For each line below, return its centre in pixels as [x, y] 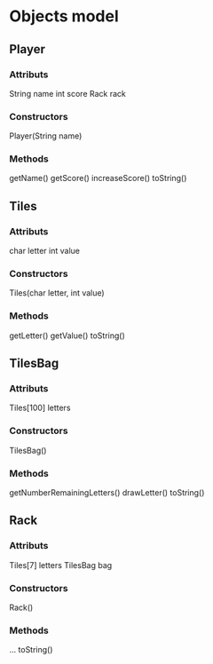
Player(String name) [46, 136]
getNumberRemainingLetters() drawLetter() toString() [107, 493]
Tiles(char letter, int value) [57, 293]
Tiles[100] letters [40, 408]
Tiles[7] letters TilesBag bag [61, 565]
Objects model [64, 16]
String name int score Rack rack [67, 93]
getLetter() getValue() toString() [67, 336]
